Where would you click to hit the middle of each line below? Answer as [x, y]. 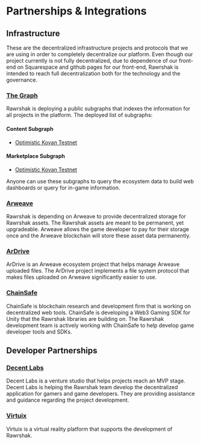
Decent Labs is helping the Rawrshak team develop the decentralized [92, 387]
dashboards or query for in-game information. [63, 188]
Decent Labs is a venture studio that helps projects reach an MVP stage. [96, 381]
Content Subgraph [30, 128]
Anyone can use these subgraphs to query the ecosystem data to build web [100, 181]
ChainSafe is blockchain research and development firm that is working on [99, 306]
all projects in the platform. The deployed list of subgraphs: [79, 115]
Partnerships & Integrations [76, 11]
